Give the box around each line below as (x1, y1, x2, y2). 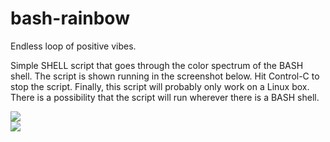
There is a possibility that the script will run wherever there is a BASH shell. (10, 91, 320, 103)
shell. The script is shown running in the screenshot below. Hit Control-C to (10, 70, 320, 82)
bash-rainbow (10, 7, 130, 30)
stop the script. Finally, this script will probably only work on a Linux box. (10, 80, 310, 92)
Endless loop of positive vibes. (10, 40, 137, 52)
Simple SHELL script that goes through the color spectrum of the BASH (10, 59, 304, 71)
